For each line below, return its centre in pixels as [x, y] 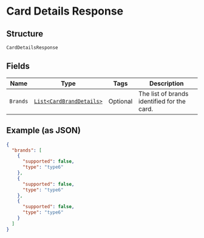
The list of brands [164, 94]
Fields [18, 66]
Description [166, 83]
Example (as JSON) [43, 131]
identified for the [162, 101]
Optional [121, 101]
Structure [25, 34]
